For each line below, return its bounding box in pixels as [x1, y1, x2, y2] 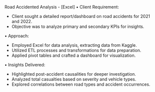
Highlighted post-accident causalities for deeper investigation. [11, 71, 136, 77]
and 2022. [11, 19, 32, 24]
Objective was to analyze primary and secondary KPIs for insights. [11, 24, 145, 29]
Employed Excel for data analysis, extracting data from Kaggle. [11, 42, 137, 48]
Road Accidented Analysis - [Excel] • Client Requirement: [4, 4, 119, 10]
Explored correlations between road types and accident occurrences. [11, 81, 151, 87]
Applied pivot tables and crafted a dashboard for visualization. [11, 53, 136, 58]
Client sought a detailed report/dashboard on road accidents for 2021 [11, 13, 151, 19]
